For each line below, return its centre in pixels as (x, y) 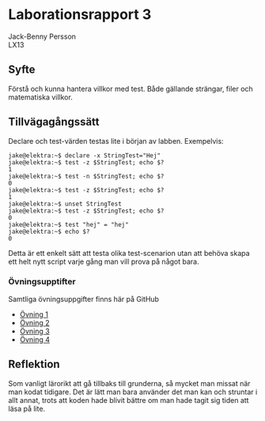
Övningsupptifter (42, 282)
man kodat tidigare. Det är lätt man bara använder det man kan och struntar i (133, 392)
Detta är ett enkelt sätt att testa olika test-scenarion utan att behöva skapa (129, 253)
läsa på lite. (27, 408)
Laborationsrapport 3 (80, 15)
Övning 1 (34, 314)
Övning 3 (34, 331)
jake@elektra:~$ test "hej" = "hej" (68, 224)
